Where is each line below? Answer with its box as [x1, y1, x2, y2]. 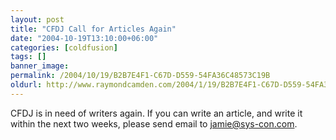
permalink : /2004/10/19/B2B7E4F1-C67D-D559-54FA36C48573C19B [10, 71, 271, 81]
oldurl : [10, 80, 43, 90]
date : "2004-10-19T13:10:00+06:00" [10, 33, 159, 43]
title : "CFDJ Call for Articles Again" [10, 24, 177, 34]
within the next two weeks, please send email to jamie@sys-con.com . [10, 117, 298, 130]
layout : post [10, 14, 65, 25]
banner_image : [10, 61, 70, 71]
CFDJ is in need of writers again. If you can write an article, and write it [10, 107, 303, 119]
